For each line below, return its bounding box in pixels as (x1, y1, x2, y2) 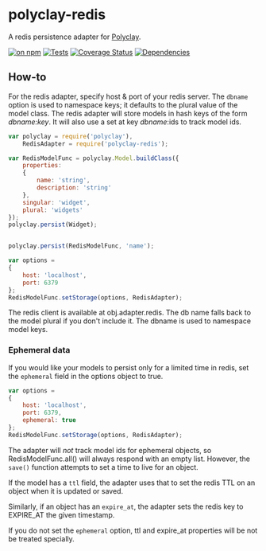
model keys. (8, 325, 48, 334)
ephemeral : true (22, 416, 77, 424)
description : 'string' (37, 184, 112, 192)
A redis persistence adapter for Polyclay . (8, 32, 141, 41)
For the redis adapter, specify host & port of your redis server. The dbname (8, 92, 249, 101)
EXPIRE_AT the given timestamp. (8, 510, 115, 519)
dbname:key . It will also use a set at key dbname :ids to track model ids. (8, 117, 242, 127)
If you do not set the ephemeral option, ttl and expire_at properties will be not (8, 526, 258, 535)
